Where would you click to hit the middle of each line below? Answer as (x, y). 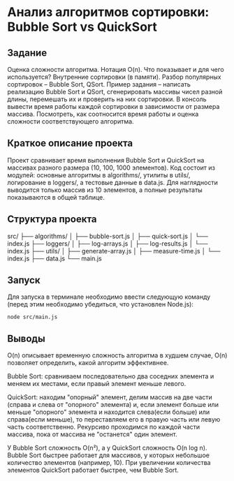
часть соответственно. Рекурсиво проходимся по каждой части (104, 427)
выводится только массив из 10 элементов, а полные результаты (105, 190)
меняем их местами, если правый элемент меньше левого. (97, 384)
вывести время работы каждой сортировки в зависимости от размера (114, 106)
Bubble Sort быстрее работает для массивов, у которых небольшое (109, 455)
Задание (27, 53)
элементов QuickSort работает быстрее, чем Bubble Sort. (93, 470)
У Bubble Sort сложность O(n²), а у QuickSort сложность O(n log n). (107, 448)
